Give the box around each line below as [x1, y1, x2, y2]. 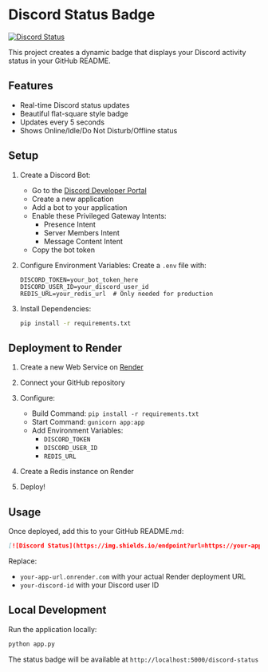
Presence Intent [43, 219, 96, 229]
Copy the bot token [31, 245, 96, 255]
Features [8, 79, 53, 93]
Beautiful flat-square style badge [19, 109, 129, 118]
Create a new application [31, 194, 114, 204]
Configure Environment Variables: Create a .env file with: [19, 260, 207, 270]
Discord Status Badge [8, 6, 156, 24]
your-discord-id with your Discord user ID [19, 580, 160, 590]
